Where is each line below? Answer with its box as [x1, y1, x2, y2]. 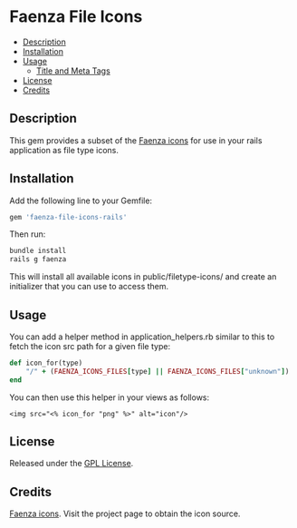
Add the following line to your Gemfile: [9, 195, 152, 206]
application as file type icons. [9, 144, 120, 155]
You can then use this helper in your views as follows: [9, 392, 210, 403]
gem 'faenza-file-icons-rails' [9, 212, 128, 221]
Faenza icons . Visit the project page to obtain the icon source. [9, 508, 241, 519]
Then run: [9, 229, 46, 240]
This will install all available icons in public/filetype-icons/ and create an [9, 271, 277, 282]
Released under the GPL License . [9, 458, 134, 469]
